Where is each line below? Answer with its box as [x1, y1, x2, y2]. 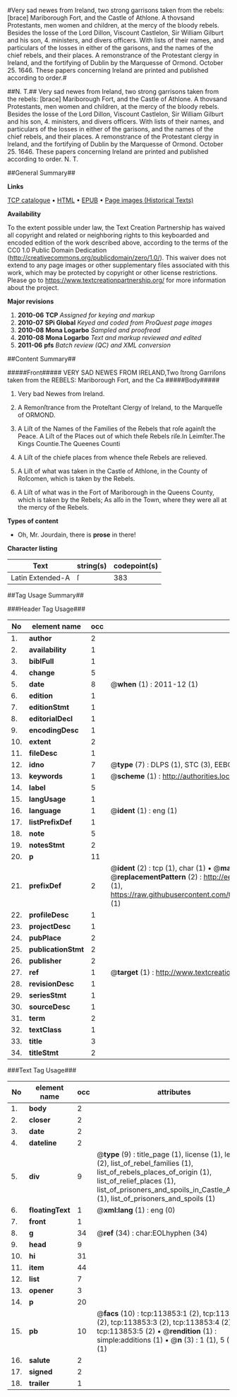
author [29, 633, 52, 643]
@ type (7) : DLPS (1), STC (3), [110, 760, 213, 769]
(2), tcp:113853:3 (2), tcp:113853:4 [97, 1318, 220, 1327]
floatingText [29, 1205, 71, 1215]
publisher [29, 956, 62, 966]
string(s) [76, 561, 107, 571]
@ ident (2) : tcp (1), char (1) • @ [110, 863, 221, 872]
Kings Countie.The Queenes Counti [17, 440, 121, 448]
